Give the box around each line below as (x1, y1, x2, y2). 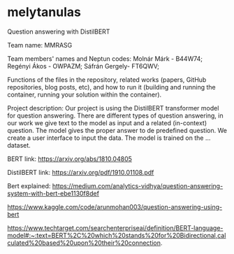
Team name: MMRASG (7, 41, 73, 49)
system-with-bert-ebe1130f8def (7, 189, 100, 197)
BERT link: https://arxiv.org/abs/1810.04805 (7, 155, 133, 163)
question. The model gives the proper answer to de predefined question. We (7, 126, 227, 134)
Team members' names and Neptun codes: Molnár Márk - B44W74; (7, 54, 203, 63)
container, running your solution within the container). (7, 90, 162, 99)
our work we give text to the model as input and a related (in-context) (7, 118, 207, 127)
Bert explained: (7, 181, 51, 190)
